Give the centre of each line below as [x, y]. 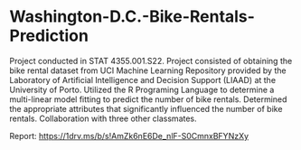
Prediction [49, 36]
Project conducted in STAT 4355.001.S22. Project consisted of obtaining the [151, 61]
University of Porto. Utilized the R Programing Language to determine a [142, 89]
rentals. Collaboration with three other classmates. [103, 118]
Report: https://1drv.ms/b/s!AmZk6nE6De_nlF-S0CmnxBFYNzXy [129, 136]
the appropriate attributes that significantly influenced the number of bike [146, 108]
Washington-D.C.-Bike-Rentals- [132, 17]
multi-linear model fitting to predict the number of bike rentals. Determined [148, 99]
